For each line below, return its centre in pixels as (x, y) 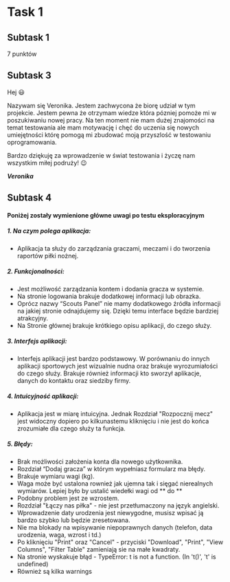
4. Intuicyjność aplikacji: (43, 396)
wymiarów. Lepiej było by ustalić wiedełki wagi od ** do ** (100, 490)
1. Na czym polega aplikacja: (49, 231)
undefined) (33, 564)
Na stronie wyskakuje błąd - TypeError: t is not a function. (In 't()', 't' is (116, 557)
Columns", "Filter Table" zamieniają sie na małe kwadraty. (99, 549)
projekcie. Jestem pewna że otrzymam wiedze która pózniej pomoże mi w (112, 113)
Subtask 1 (28, 38)
